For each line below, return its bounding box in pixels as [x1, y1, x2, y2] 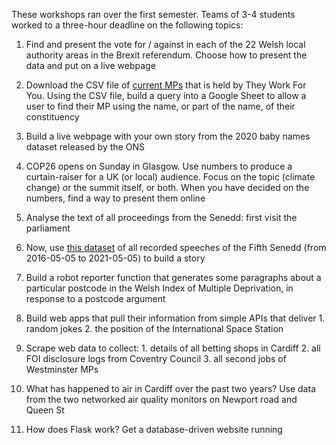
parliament [25, 222, 71, 234]
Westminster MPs [25, 364, 99, 375]
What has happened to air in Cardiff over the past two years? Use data [25, 383, 316, 394]
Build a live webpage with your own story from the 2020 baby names [25, 130, 311, 142]
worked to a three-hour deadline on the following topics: [11, 19, 244, 31]
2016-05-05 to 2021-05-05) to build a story [25, 252, 206, 264]
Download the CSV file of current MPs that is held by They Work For [25, 79, 307, 91]
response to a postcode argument [25, 293, 166, 304]
